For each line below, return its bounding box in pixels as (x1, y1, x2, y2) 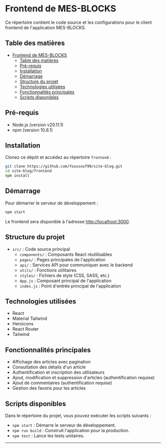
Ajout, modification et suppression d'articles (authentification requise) (12, 375, 155, 381)
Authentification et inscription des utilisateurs (12, 369, 105, 375)
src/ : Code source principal (12, 246, 70, 252)
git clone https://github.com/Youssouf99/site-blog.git (5, 164, 123, 169)
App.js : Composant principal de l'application (19, 278, 112, 284)
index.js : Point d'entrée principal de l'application (19, 283, 121, 289)
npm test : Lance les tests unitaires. (12, 433, 85, 439)
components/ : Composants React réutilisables (19, 251, 112, 257)
